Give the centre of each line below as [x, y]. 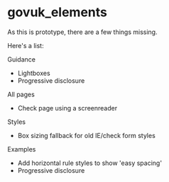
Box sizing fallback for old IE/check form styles [87, 135]
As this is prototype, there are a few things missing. [82, 32]
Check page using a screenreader [67, 108]
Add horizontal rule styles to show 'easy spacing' [89, 163]
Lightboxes [34, 73]
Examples [22, 149]
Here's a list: [26, 45]
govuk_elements [58, 12]
